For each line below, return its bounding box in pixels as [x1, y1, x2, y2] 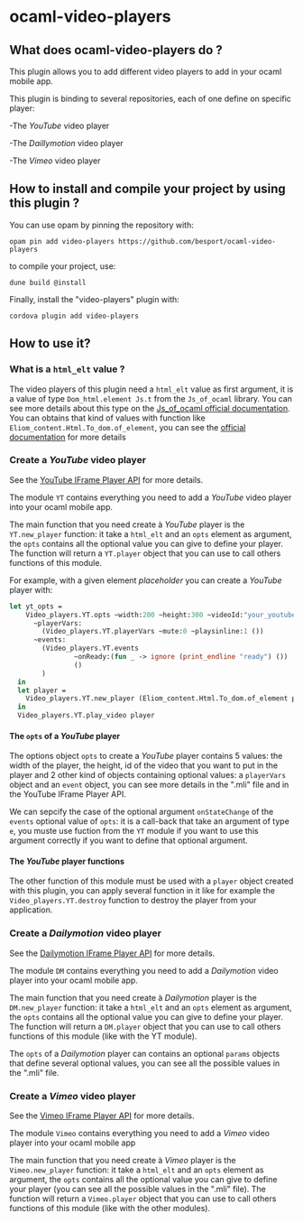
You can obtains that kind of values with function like [9, 412, 206, 423]
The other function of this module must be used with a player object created [9, 875, 294, 886]
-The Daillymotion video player [9, 138, 124, 148]
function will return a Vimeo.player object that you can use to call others [9, 1193, 277, 1204]
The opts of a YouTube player [9, 730, 121, 741]
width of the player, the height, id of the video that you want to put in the [9, 760, 278, 771]
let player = [17, 686, 67, 695]
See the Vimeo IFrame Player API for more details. [9, 1110, 195, 1121]
